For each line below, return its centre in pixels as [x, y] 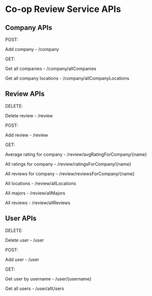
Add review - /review [27, 135]
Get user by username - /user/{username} [48, 279]
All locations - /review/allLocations [41, 183]
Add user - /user [22, 259]
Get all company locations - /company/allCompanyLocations [67, 78]
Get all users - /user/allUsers [35, 289]
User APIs [21, 218]
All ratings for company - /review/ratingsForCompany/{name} [68, 164]
